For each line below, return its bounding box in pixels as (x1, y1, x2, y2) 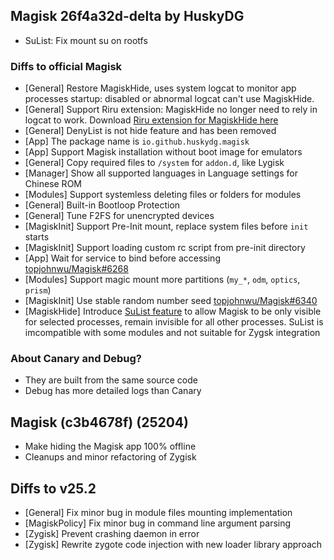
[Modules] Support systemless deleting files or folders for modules (24, 189, 302, 201)
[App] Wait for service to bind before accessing (24, 252, 221, 264)
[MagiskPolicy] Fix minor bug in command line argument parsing (24, 517, 292, 529)
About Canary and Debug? (10, 352, 142, 366)
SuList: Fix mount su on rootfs (24, 34, 148, 46)
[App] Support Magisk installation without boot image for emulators (24, 146, 303, 158)
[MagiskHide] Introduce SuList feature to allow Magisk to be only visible (24, 305, 322, 318)
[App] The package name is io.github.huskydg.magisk (24, 135, 250, 148)
